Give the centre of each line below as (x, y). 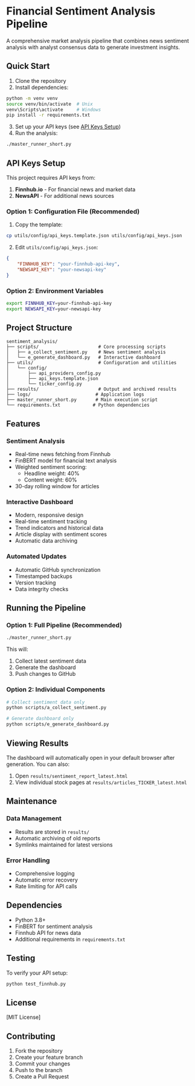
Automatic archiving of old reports (58, 838)
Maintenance (32, 801)
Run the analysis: (36, 133)
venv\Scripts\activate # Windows (54, 110)
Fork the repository (39, 1051)
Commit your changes (43, 1064)
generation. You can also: (38, 764)
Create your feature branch (49, 1058)
